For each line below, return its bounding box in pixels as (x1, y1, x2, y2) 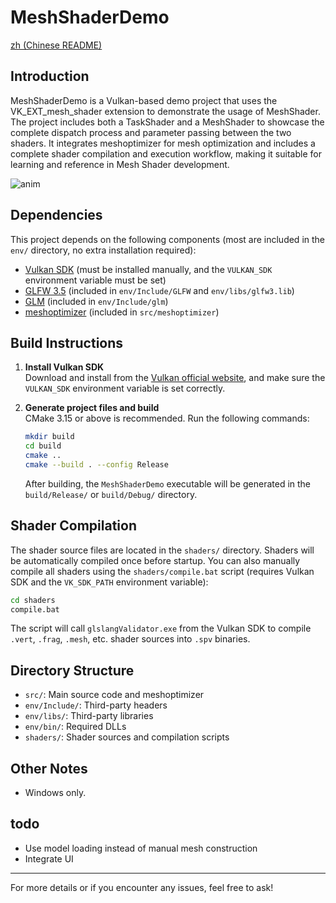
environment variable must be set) (24, 274, 167, 286)
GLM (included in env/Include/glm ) (24, 295, 169, 307)
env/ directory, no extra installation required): (10, 244, 197, 256)
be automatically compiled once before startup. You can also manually (10, 554, 301, 566)
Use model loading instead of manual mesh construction (24, 842, 258, 854)
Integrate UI (24, 852, 74, 865)
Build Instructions (10, 334, 124, 351)
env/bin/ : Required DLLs (24, 721, 127, 733)
